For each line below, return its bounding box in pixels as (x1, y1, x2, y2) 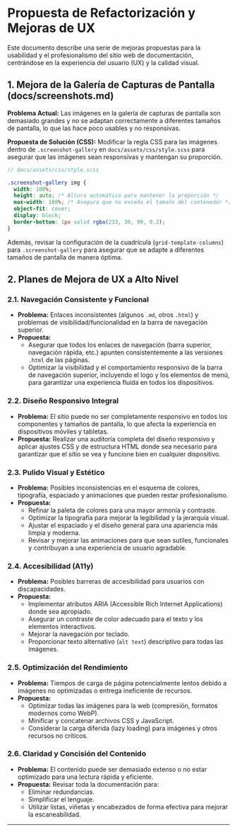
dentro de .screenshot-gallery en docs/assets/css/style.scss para (7, 145, 205, 154)
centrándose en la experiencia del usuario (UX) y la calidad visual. (7, 58, 200, 67)
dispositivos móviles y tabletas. (17, 427, 109, 436)
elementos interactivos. (28, 623, 97, 631)
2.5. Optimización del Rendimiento (7, 663, 128, 673)
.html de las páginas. (28, 356, 90, 364)
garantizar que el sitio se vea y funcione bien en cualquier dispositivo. (17, 449, 221, 458)
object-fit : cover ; (13, 205, 71, 213)
